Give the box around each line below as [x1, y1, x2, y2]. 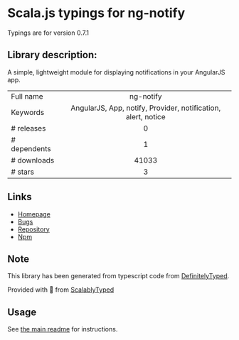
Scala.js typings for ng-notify [7, 5, 186, 21]
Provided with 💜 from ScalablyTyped [7, 285, 115, 294]
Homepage [17, 209, 51, 218]
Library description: [7, 49, 97, 61]
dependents [11, 143, 51, 153]
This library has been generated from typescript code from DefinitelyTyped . [7, 272, 230, 280]
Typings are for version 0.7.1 [7, 28, 89, 37]
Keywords [11, 107, 45, 117]
